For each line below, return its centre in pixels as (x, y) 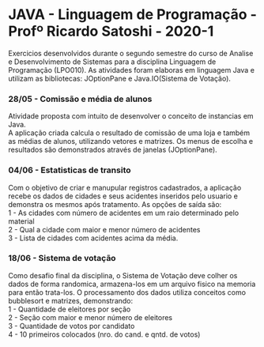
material (21, 221)
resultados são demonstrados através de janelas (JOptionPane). (113, 150)
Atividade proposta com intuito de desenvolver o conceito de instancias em (131, 116)
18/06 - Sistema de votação (62, 258)
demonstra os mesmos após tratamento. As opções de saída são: (115, 204)
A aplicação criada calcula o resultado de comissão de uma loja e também (129, 133)
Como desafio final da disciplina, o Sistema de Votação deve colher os (123, 275)
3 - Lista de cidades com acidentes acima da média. (93, 238)
